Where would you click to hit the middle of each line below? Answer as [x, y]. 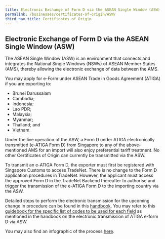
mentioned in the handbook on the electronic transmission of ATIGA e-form [82, 217]
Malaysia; [22, 115]
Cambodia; [23, 99]
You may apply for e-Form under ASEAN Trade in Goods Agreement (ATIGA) [83, 79]
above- [134, 145]
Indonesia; [23, 104]
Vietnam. [21, 130]
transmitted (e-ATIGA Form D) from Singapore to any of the [65, 145]
